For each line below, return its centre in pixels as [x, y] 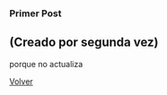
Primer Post [35, 13]
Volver [21, 81]
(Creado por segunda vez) [84, 43]
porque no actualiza [46, 64]
